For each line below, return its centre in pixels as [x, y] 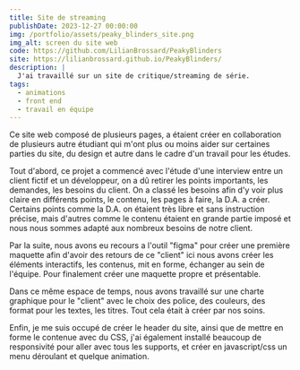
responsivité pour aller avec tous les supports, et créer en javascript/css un [149, 347]
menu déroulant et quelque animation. [79, 357]
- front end [40, 101]
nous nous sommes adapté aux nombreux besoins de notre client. [131, 228]
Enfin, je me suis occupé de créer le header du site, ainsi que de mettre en [146, 328]
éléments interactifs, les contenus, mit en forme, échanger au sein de [137, 264]
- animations [42, 92]
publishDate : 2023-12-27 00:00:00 [74, 26]
